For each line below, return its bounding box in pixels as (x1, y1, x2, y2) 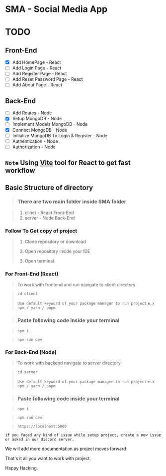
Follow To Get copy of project (5, 227, 78, 234)
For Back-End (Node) (5, 348, 57, 355)
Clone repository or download (24, 238, 86, 245)
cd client (17, 291, 38, 296)
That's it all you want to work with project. (5, 456, 91, 462)
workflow (5, 166, 35, 175)
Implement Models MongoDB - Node (12, 121, 88, 127)
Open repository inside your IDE (24, 248, 90, 254)
